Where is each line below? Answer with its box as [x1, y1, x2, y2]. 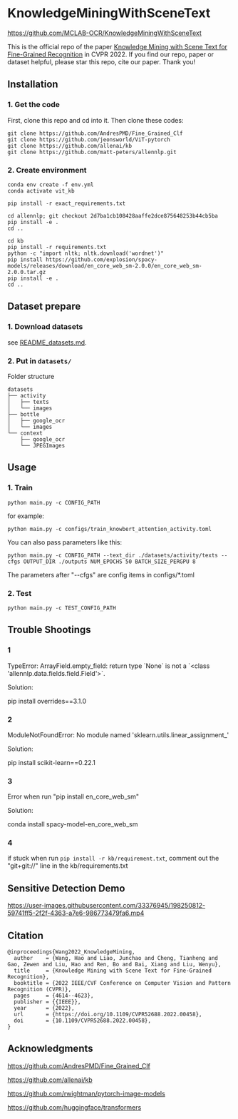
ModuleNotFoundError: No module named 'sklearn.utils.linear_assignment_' [7, 730, 229, 739]
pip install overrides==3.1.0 [7, 697, 87, 705]
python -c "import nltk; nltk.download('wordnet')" [7, 250, 164, 257]
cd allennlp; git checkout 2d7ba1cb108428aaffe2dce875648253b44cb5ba [7, 212, 219, 219]
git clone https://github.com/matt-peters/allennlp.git [7, 148, 177, 156]
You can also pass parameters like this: [7, 537, 123, 547]
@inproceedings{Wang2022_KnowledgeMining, [7, 948, 135, 956]
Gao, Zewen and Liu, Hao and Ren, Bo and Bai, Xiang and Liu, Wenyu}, [7, 961, 222, 968]
